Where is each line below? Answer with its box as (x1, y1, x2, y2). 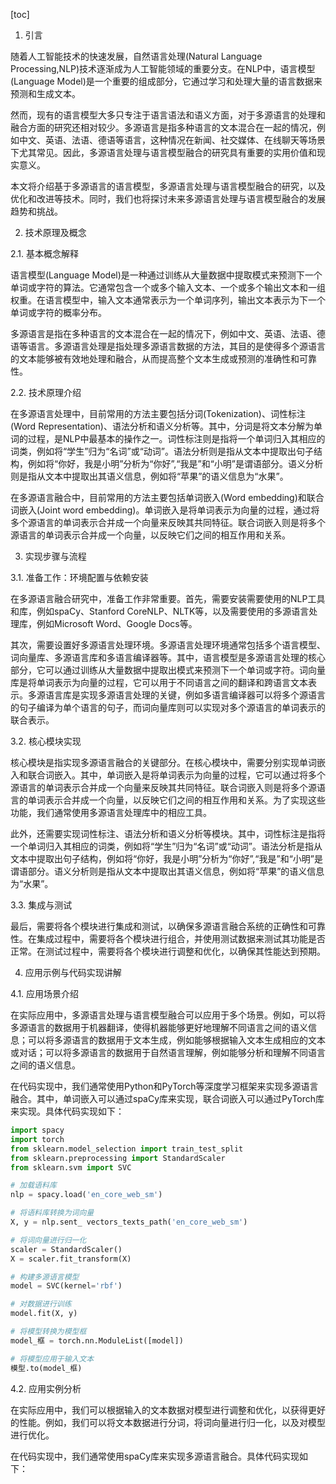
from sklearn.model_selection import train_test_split (10, 1144, 244, 1154)
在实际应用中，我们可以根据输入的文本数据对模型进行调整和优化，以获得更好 (10, 1404, 326, 1416)
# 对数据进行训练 (10, 1299, 72, 1309)
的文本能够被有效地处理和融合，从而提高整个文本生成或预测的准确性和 (10, 353, 300, 364)
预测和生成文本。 (10, 88, 81, 99)
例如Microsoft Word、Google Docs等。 (36, 618, 198, 629)
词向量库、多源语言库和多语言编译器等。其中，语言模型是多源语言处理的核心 (10, 652, 326, 663)
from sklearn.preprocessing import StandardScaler (10, 1153, 226, 1163)
